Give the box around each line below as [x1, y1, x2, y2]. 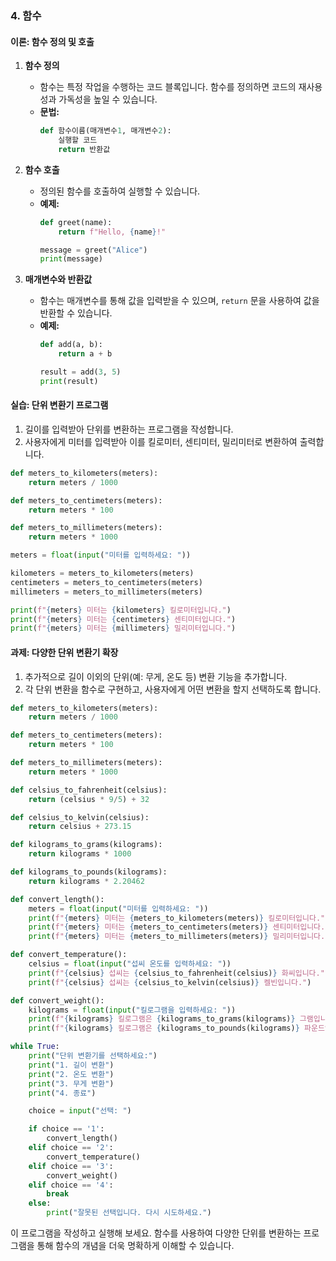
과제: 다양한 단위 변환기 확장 [10, 646, 119, 658]
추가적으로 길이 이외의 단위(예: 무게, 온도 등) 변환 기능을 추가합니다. [24, 670, 288, 682]
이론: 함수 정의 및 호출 [10, 35, 95, 47]
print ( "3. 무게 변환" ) [28, 1078, 115, 1089]
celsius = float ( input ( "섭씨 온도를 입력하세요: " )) [28, 959, 232, 969]
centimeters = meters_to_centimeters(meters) [10, 577, 203, 587]
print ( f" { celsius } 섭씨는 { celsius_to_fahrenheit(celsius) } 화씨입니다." [28, 968, 325, 978]
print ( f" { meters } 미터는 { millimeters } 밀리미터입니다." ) [10, 623, 237, 634]
